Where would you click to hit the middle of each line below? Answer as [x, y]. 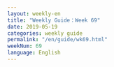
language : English [34, 53]
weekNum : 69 [24, 46]
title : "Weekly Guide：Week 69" [54, 20]
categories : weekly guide [45, 33]
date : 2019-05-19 [33, 27]
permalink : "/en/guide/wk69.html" [58, 40]
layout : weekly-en [34, 14]
